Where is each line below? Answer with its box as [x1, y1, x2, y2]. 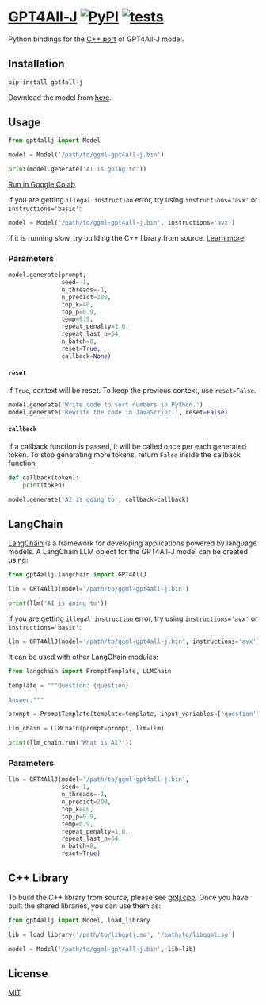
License [8, 967, 48, 980]
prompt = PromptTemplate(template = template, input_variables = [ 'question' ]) [8, 710, 264, 718]
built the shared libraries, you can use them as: [8, 901, 161, 911]
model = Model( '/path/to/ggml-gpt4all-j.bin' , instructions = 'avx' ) [8, 219, 236, 227]
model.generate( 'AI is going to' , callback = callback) [8, 495, 190, 503]
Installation [8, 57, 65, 71]
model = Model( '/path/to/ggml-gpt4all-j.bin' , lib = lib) [8, 945, 196, 953]
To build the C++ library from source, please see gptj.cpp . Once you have [8, 892, 249, 902]
